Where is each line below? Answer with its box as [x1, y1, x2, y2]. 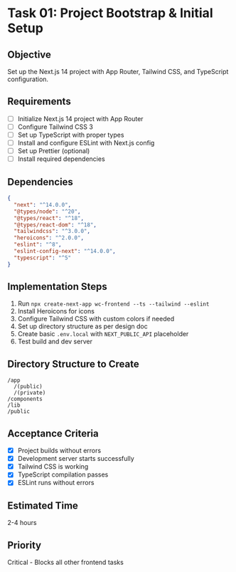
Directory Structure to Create [7, 358, 140, 370]
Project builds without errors [17, 447, 102, 455]
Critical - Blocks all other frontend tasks [7, 558, 124, 566]
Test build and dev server [17, 337, 92, 346]
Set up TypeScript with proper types [17, 130, 124, 139]
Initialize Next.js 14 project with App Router [17, 114, 144, 123]
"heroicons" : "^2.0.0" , [14, 234, 84, 241]
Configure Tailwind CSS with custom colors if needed [17, 315, 175, 323]
